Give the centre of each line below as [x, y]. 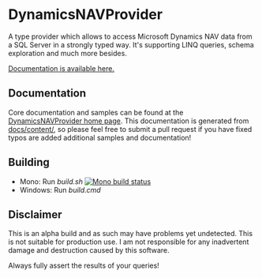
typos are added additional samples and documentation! [100, 137]
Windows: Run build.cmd [60, 190]
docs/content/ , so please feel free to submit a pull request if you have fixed [130, 129]
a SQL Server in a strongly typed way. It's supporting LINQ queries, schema [131, 44]
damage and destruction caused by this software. [89, 250]
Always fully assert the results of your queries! [84, 265]
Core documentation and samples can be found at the [96, 112]
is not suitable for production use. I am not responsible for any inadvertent [129, 242]
